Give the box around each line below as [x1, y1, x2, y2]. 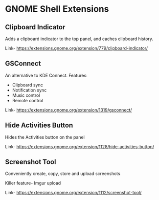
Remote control [12, 97, 44, 103]
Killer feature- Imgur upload [5, 180, 61, 186]
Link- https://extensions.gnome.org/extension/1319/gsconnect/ [5, 107, 132, 113]
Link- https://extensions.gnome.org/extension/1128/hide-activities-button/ [5, 143, 155, 150]
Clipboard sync [12, 82, 43, 88]
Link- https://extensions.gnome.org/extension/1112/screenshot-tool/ [5, 190, 142, 196]
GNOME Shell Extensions [5, 3, 109, 15]
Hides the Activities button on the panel [5, 134, 85, 140]
